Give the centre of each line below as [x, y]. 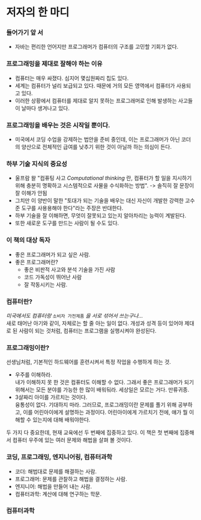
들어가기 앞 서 [25, 32]
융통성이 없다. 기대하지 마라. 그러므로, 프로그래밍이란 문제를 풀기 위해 [96, 405]
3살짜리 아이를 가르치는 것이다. [51, 398]
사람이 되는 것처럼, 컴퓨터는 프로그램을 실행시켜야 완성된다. [88, 330]
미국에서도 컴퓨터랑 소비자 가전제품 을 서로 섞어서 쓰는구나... [75, 315]
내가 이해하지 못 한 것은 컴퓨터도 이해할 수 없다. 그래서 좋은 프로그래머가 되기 [104, 382]
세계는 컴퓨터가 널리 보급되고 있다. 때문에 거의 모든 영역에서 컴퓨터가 [95, 85]
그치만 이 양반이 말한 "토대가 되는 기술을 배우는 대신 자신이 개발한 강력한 [99, 201]
